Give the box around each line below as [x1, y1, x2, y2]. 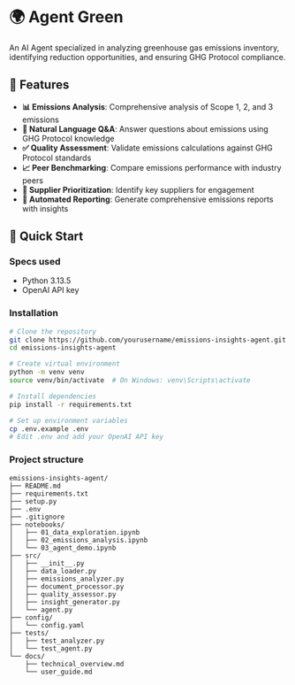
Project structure [9, 453, 84, 466]
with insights [21, 203, 69, 213]
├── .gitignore [9, 512, 65, 521]
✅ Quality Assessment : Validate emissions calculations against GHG [21, 142, 273, 153]
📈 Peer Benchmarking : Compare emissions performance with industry [21, 162, 282, 173]
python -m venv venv [9, 368, 86, 377]
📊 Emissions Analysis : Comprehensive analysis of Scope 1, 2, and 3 [21, 101, 274, 112]
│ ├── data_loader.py [9, 566, 97, 575]
